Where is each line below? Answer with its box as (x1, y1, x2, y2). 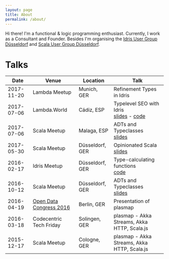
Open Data (32, 198, 58, 205)
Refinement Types (113, 86, 157, 93)
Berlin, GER (78, 201, 106, 208)
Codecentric (32, 215, 62, 222)
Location (82, 77, 105, 84)
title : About (5, 12, 33, 17)
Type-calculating (113, 156, 155, 163)
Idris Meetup (32, 162, 63, 169)
